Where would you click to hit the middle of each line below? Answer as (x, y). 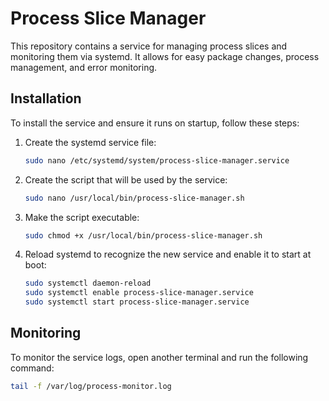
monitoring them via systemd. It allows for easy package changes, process (165, 56)
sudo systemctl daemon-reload (88, 283)
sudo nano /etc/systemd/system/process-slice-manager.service (157, 160)
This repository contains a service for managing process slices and (149, 46)
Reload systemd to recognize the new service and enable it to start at (168, 254)
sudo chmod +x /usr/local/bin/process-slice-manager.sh (143, 235)
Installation (46, 98)
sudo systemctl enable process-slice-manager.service (139, 293)
